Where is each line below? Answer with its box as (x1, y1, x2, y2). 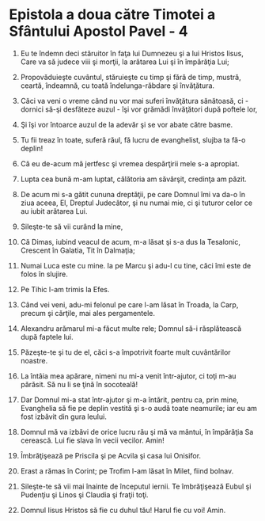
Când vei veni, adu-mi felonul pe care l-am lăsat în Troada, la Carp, (20, 299, 239, 310)
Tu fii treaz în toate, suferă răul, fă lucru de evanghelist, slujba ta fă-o (20, 135, 246, 144)
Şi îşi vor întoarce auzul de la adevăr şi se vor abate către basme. (20, 120, 233, 129)
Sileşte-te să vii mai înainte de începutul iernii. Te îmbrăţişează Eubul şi (20, 481, 252, 491)
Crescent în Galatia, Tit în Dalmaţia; (20, 245, 135, 255)
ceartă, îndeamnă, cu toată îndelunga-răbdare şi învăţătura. (20, 81, 215, 90)
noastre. (20, 356, 48, 365)
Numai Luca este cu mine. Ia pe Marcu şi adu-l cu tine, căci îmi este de (20, 260, 252, 270)
